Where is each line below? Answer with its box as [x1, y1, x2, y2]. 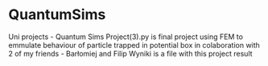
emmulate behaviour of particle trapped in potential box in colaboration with [8, 40, 260, 49]
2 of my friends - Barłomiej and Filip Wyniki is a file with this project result [8, 49, 253, 58]
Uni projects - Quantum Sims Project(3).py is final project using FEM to [8, 32, 244, 41]
